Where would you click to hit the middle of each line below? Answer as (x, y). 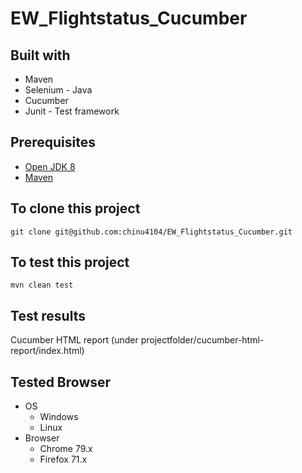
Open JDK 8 (50, 166)
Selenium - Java (58, 90)
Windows (59, 417)
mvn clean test (42, 285)
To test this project (70, 262)
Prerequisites (53, 142)
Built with (40, 55)
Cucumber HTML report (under (74, 340)
